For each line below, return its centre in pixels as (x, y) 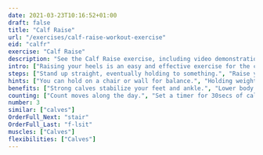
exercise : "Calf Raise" (47, 52)
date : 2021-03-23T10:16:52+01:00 (63, 15)
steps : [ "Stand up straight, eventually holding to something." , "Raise (129, 74)
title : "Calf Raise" (42, 30)
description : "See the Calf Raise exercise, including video (110, 59)
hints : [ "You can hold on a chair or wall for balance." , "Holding (121, 81)
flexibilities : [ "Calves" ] (52, 139)
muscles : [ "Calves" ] (42, 132)
